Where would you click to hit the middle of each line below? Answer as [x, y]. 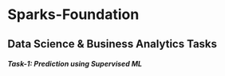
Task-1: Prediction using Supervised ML [75, 64]
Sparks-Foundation [73, 15]
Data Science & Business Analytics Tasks [112, 44]
